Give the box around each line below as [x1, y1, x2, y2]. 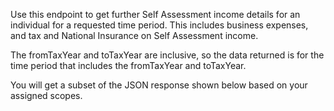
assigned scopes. [10, 90, 83, 101]
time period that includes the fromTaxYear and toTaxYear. [10, 60, 247, 71]
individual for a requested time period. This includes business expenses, [10, 19, 309, 31]
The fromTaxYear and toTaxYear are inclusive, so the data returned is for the [10, 49, 325, 61]
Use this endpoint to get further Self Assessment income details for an [10, 9, 301, 20]
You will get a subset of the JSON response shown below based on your [10, 79, 308, 91]
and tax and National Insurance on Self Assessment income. [10, 30, 259, 41]
